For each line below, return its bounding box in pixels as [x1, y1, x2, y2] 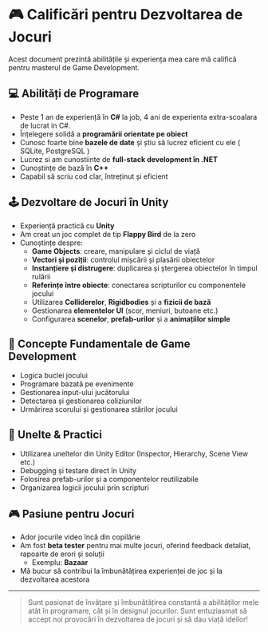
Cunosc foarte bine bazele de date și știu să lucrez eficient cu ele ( [19, 137, 241, 147]
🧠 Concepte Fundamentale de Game [8, 337, 191, 350]
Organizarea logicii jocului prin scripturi [19, 483, 149, 492]
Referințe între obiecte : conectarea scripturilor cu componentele [31, 280, 246, 290]
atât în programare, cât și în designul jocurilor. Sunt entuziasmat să [27, 606, 247, 615]
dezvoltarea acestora [19, 575, 90, 584]
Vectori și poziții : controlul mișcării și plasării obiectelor [31, 255, 215, 264]
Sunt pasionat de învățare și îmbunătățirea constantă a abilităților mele [27, 598, 259, 606]
